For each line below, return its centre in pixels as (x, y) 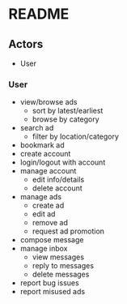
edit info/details (58, 180)
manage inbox (44, 249)
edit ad (44, 214)
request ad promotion (68, 231)
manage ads (41, 197)
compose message (52, 240)
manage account (48, 171)
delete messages (61, 274)
